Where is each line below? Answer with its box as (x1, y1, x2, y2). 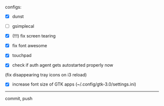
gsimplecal (12, 23, 34, 29)
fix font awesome (12, 43, 47, 49)
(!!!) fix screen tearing (12, 33, 56, 39)
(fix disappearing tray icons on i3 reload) (5, 72, 87, 78)
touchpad (12, 53, 32, 58)
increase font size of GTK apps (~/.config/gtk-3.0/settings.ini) (12, 81, 137, 87)
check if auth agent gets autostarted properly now (12, 62, 114, 68)
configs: (5, 4, 22, 10)
